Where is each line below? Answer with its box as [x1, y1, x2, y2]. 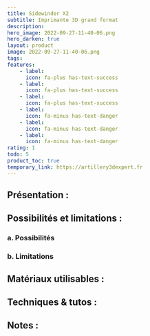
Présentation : [7, 189, 69, 201]
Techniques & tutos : [7, 297, 98, 308]
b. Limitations [7, 252, 54, 262]
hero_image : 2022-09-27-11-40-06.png [7, 29, 116, 36]
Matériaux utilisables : [7, 273, 105, 284]
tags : [7, 55, 23, 62]
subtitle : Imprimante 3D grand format [7, 17, 118, 23]
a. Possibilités [7, 233, 55, 243]
